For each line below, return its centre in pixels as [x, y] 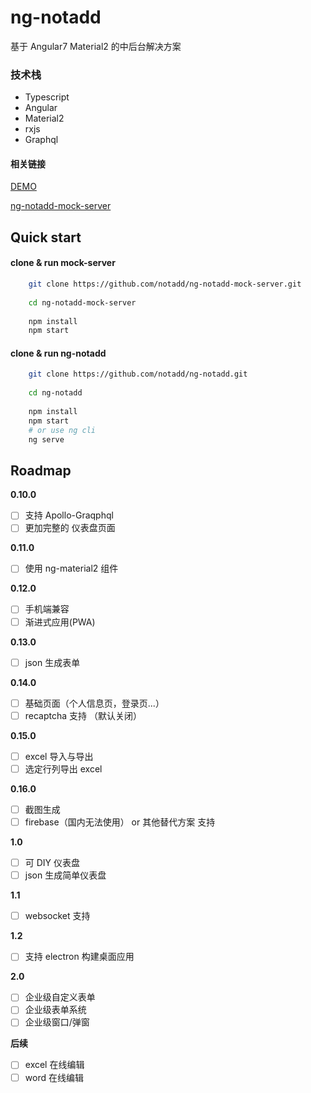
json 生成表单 [52, 662]
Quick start [46, 237]
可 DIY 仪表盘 [52, 863]
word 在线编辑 [54, 1077]
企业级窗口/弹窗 [57, 1022]
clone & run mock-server [63, 263]
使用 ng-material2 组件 [71, 568]
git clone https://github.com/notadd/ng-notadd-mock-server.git [165, 284]
